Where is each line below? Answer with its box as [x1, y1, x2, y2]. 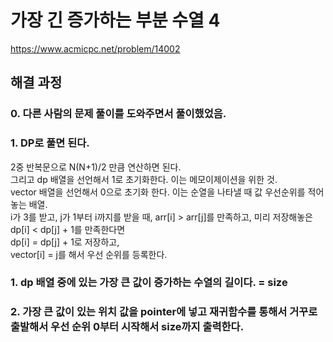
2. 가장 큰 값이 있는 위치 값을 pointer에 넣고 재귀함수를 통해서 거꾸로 [10, 305, 318, 319]
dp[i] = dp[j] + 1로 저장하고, [10, 236, 120, 248]
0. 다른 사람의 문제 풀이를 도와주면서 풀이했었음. [10, 107, 227, 121]
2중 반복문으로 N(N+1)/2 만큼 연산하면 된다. [10, 161, 182, 173]
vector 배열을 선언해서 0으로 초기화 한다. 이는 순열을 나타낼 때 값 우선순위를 [10, 186, 306, 198]
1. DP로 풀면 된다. [10, 136, 90, 150]
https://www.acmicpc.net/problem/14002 [10, 42, 181, 55]
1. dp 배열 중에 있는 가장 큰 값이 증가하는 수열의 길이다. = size [10, 276, 288, 290]
